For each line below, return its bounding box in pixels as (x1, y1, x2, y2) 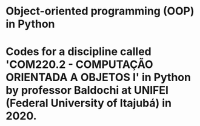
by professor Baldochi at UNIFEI (5, 84, 169, 98)
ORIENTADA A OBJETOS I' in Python (5, 71, 192, 84)
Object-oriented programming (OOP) (5, 4, 195, 18)
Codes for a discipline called (5, 45, 152, 59)
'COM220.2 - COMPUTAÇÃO (5, 58, 153, 71)
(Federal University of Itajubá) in (5, 96, 172, 110)
